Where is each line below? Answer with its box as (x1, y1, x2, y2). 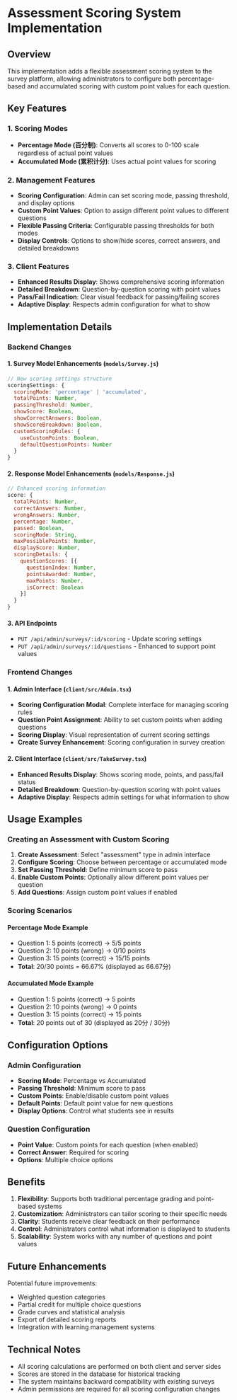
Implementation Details (7, 321, 112, 333)
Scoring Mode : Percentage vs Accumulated (17, 1077, 146, 1085)
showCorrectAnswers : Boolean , (13, 415, 103, 422)
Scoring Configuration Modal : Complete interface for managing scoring (17, 701, 229, 709)
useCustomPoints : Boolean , (20, 434, 100, 442)
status (17, 777, 36, 786)
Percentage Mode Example (7, 923, 88, 931)
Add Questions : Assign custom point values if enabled (17, 888, 178, 897)
